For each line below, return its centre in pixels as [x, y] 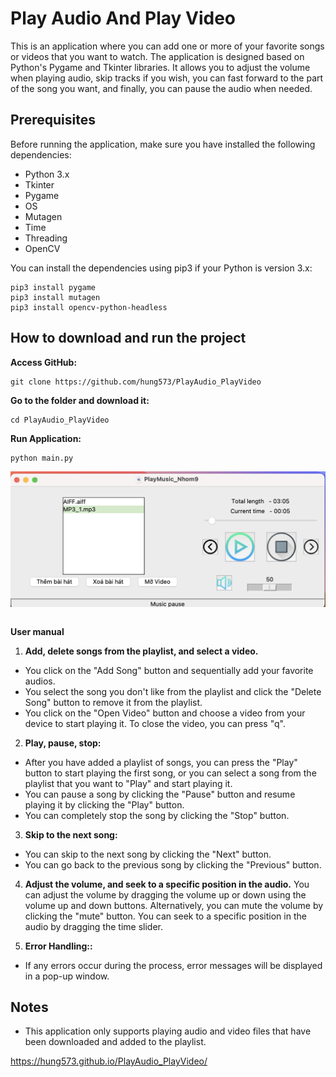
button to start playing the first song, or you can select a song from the [170, 773]
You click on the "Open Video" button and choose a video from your [165, 713]
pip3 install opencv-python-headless [89, 307]
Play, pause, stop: [63, 743]
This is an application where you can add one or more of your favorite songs [167, 46]
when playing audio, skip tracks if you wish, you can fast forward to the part [167, 78]
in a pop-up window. [67, 976]
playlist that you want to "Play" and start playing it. [128, 783]
